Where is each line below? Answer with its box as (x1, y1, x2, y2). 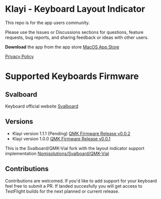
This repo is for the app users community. (5, 20, 90, 26)
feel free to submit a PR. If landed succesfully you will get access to (5, 183, 143, 189)
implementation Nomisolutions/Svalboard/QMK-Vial (5, 150, 109, 156)
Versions (5, 117, 33, 126)
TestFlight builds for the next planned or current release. (5, 188, 120, 194)
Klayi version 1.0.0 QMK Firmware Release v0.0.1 (12, 136, 111, 142)
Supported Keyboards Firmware (5, 71, 139, 82)
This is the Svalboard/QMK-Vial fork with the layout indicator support (5, 145, 145, 151)
